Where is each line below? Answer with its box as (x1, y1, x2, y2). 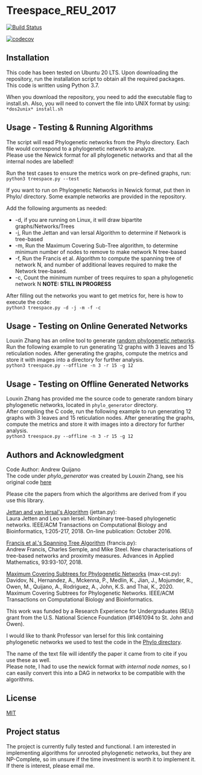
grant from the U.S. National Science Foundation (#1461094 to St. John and (6, 614, 194, 621)
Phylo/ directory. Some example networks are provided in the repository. (6, 192, 187, 200)
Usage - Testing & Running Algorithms (6, 122, 153, 133)
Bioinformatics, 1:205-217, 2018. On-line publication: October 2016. (6, 528, 172, 534)
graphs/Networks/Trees (14, 223, 75, 230)
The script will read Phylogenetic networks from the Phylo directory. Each (6, 138, 189, 145)
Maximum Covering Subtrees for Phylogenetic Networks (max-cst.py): (6, 571, 181, 577)
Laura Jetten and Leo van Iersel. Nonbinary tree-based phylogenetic (6, 515, 177, 522)
